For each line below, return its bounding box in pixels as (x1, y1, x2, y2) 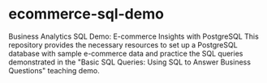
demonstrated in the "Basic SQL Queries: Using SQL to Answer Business (8, 57, 252, 67)
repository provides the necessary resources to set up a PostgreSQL (8, 39, 238, 49)
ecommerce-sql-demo (8, 5, 165, 23)
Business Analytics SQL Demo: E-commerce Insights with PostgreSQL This (8, 31, 260, 41)
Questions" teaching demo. (8, 65, 100, 75)
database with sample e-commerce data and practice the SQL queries (8, 48, 243, 58)
